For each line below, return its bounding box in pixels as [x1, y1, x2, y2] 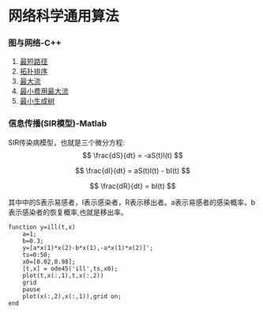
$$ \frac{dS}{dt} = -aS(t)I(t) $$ [82, 150, 183, 160]
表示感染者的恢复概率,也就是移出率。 [8, 207, 129, 217]
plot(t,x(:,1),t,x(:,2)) [22, 271, 104, 279]
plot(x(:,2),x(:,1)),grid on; [22, 292, 122, 301]
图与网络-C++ [8, 37, 62, 48]
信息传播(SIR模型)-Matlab [8, 118, 107, 129]
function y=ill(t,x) [8, 223, 77, 231]
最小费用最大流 [19, 86, 69, 96]
